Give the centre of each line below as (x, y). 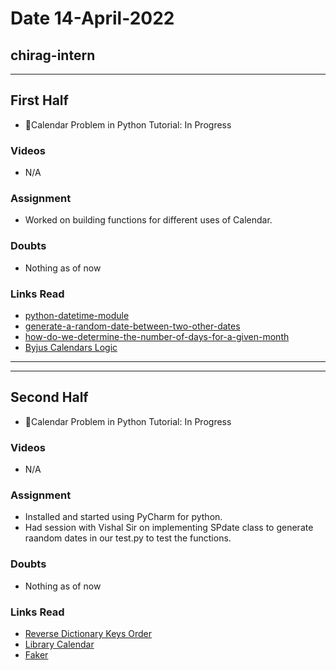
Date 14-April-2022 (92, 18)
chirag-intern (53, 55)
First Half (39, 100)
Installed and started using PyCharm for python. (123, 517)
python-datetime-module (77, 315)
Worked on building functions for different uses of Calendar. (148, 220)
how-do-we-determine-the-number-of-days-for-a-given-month (157, 336)
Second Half (49, 397)
